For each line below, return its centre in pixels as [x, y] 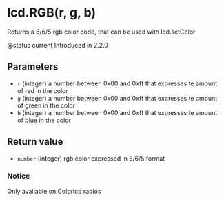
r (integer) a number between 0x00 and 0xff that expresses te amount [117, 83]
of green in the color [46, 105]
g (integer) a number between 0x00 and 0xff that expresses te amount [117, 98]
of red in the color [43, 90]
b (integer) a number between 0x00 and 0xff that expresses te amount [117, 112]
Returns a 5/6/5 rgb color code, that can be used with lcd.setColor [101, 32]
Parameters [33, 67]
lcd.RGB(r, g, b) [52, 13]
